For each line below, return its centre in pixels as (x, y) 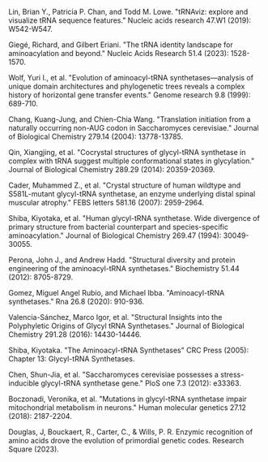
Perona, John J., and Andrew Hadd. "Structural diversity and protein (122, 260)
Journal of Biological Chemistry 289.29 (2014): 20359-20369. (112, 169)
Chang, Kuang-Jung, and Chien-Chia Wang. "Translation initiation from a (130, 119)
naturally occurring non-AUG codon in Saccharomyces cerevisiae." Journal (134, 128)
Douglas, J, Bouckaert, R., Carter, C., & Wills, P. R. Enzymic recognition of (131, 432)
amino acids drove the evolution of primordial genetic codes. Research (126, 440)
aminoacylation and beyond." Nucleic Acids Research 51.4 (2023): (119, 53)
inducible (24, 383)
